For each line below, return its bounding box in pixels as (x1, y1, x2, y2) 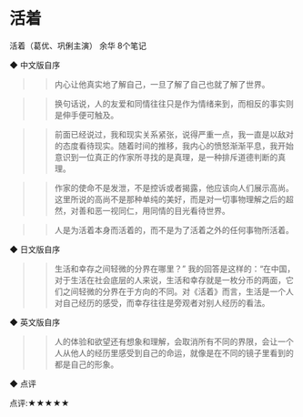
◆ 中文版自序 (9, 59, 61, 70)
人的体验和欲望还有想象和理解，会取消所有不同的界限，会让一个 (54, 336, 294, 347)
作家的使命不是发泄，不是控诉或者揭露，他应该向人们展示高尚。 (54, 182, 294, 193)
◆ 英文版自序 (9, 316, 61, 328)
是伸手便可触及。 (54, 109, 119, 120)
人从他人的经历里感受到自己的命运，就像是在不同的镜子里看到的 (54, 347, 294, 358)
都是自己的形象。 (54, 359, 119, 370)
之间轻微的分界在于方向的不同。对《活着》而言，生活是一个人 (62, 286, 294, 297)
